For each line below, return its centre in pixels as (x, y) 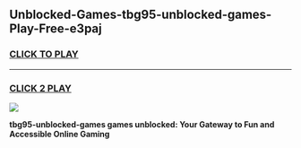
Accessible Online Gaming (60, 134)
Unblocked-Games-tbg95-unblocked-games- (141, 15)
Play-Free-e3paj (56, 29)
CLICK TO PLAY (44, 55)
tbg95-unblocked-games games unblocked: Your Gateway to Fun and (142, 124)
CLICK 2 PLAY (40, 88)
